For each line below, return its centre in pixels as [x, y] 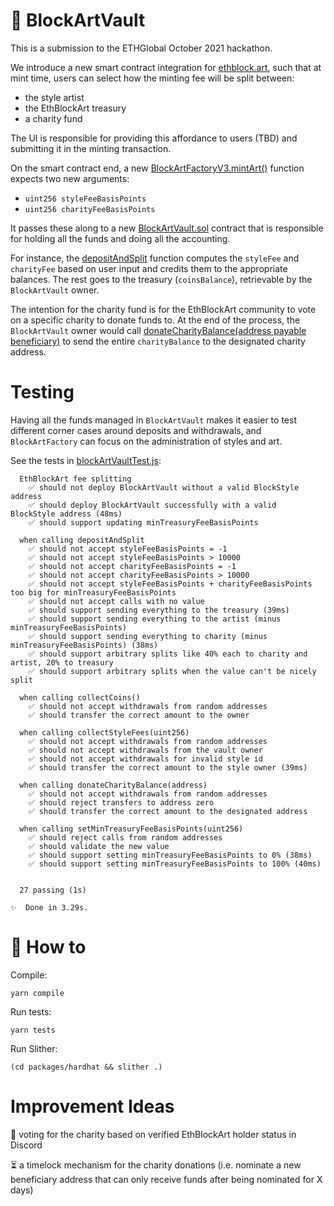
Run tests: [31, 1011]
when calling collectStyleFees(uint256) [104, 732]
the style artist [54, 97]
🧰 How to [48, 947]
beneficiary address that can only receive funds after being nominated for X [166, 1179]
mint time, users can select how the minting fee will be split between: [152, 78]
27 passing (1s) [53, 890]
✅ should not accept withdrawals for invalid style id [145, 759]
